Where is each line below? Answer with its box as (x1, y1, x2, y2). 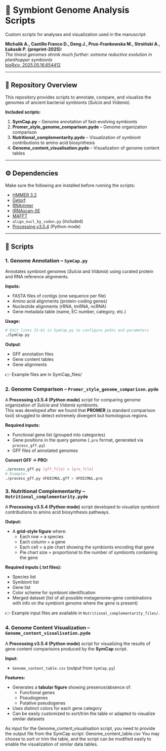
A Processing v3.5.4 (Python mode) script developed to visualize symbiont (5, 504, 160, 510)
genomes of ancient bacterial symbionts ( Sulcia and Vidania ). (5, 99, 131, 105)
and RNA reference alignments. (5, 274, 69, 280)
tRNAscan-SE (12, 207, 41, 213)
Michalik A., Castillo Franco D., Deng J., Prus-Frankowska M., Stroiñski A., (5, 41, 161, 47)
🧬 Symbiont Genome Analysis (5, 4, 129, 16)
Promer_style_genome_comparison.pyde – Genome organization (12, 124, 147, 130)
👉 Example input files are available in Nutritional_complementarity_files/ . (5, 610, 160, 616)
